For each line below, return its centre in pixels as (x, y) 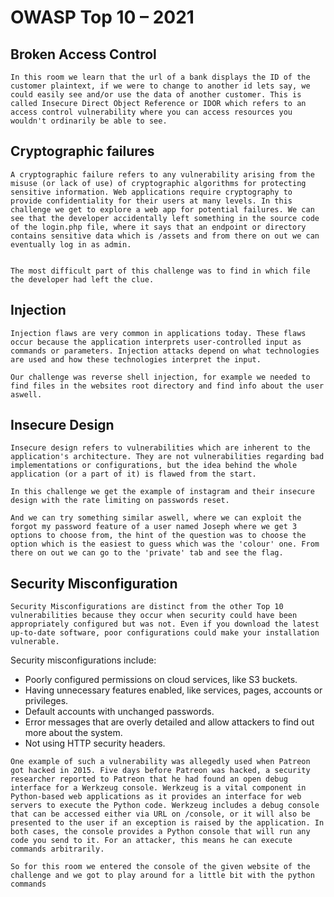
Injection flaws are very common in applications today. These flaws (158, 333)
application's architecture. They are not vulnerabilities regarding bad (167, 457)
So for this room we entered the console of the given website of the (160, 867)
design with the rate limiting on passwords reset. (120, 501)
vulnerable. (35, 642)
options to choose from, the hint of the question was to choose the (158, 536)
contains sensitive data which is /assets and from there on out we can (165, 236)
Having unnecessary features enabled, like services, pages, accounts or (173, 690)
